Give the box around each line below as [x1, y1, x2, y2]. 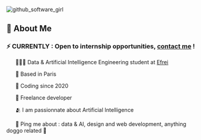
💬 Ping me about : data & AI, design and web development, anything [15, 120, 186, 128]
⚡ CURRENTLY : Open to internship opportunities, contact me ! [6, 42, 196, 51]
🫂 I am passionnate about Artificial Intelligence [15, 106, 134, 113]
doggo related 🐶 [6, 127, 47, 134]
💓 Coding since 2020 [15, 82, 69, 89]
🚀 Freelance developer [15, 94, 72, 101]
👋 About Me [6, 23, 52, 34]
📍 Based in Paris [15, 70, 57, 78]
